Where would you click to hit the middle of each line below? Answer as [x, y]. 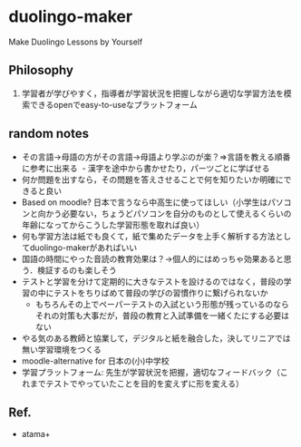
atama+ [36, 434]
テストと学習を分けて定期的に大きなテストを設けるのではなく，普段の [153, 281]
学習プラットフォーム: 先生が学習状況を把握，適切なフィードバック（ [151, 372]
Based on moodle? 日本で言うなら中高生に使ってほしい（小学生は [145, 202]
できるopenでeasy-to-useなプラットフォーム [113, 104]
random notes [49, 134]
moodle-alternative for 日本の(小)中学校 [95, 361]
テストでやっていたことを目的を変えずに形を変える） [145, 384]
